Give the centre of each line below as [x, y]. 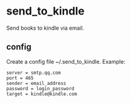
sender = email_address [36, 83]
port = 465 [20, 78]
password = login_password [40, 88]
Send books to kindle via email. [45, 28]
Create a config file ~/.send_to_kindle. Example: [66, 61]
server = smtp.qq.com [34, 73]
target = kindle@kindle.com [42, 94]
